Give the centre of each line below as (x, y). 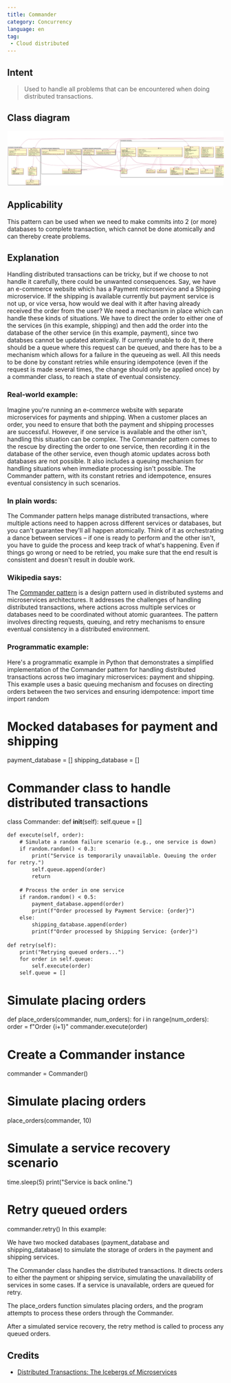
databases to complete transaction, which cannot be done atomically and (111, 229)
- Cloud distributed (40, 44)
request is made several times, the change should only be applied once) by (113, 369)
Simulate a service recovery (89, 1148)
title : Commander (32, 14)
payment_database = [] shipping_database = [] (73, 760)
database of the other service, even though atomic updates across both (109, 453)
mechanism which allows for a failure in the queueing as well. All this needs (114, 355)
